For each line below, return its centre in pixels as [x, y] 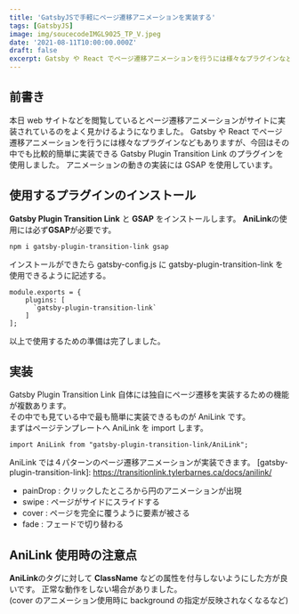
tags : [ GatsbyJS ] [41, 26]
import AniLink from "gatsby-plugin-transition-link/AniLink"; [129, 445]
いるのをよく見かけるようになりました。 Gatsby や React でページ [161, 131]
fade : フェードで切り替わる [73, 524]
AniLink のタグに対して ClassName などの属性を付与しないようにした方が [145, 578]
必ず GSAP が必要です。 [74, 230]
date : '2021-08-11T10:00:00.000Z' [73, 42]
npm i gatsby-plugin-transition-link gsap [89, 246]
